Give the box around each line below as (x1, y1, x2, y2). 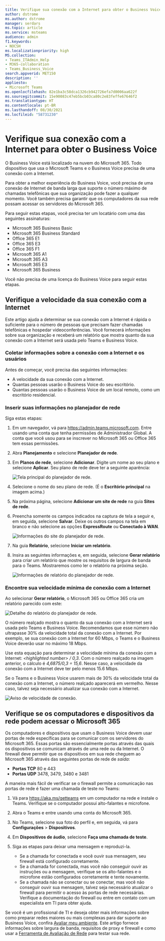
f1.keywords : (5, 39, 32, 44)
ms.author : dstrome (5, 16, 45, 21)
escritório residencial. (12, 392, 56, 398)
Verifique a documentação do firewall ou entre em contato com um (19, 895, 156, 901)
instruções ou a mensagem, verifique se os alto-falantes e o (19, 869, 141, 875)
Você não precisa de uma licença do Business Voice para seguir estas (5, 276, 147, 282)
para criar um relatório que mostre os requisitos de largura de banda (12, 558, 151, 564)
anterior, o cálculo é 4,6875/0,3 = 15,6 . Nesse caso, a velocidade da (5, 661, 142, 667)
